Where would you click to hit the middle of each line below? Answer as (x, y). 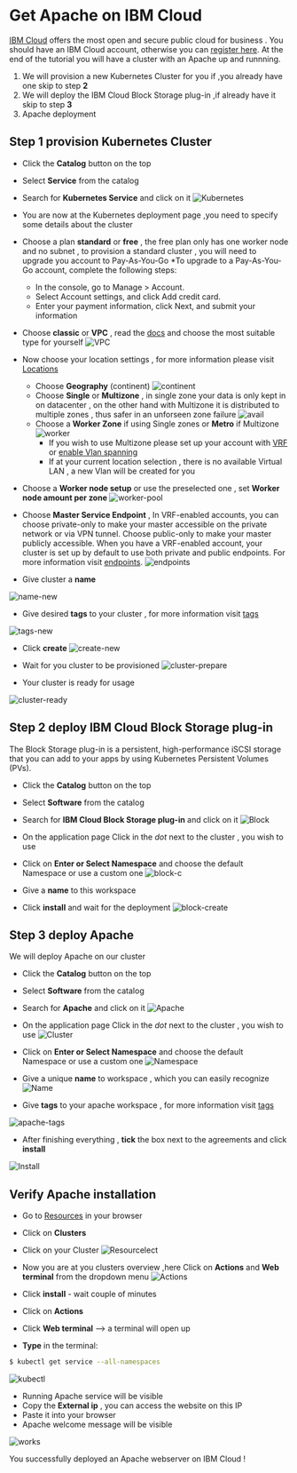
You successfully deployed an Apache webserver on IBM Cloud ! (128, 1459)
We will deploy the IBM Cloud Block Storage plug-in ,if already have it (149, 95)
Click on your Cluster (60, 1250)
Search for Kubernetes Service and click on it (106, 197)
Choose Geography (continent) (93, 386)
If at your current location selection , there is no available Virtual (165, 461)
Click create (44, 648)
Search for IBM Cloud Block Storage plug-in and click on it (130, 819)
